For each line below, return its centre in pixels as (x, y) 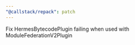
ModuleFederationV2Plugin (39, 35)
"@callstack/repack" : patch (41, 12)
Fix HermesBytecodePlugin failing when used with (67, 29)
